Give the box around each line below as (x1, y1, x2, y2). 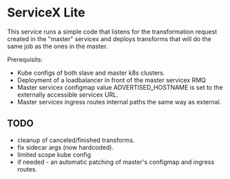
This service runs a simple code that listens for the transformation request (7, 27, 218, 36)
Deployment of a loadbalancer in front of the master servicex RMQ (17, 75, 207, 84)
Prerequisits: (7, 55, 43, 63)
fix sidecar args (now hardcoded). (17, 143, 114, 152)
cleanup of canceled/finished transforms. (17, 136, 135, 144)
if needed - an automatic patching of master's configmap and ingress (17, 158, 215, 166)
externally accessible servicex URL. (17, 91, 118, 99)
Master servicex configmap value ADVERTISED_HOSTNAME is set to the (17, 83, 223, 91)
